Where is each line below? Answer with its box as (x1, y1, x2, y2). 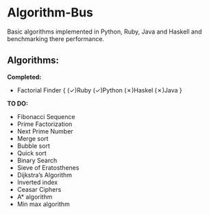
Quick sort (16, 149, 47, 157)
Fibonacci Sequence (16, 112, 75, 121)
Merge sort (16, 134, 49, 142)
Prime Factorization (16, 120, 73, 128)
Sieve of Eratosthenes (16, 163, 79, 172)
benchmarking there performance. (7, 34, 105, 42)
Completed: (7, 73, 42, 81)
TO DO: (7, 99, 29, 107)
